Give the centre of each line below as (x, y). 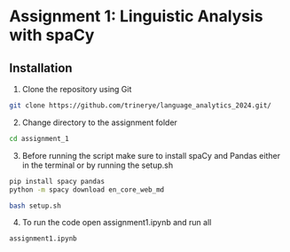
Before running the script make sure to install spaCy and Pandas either (151, 155)
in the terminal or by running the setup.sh (98, 165)
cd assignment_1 (39, 138)
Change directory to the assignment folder (99, 122)
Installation (41, 68)
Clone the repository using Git (77, 89)
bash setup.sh (35, 206)
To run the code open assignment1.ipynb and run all (117, 223)
